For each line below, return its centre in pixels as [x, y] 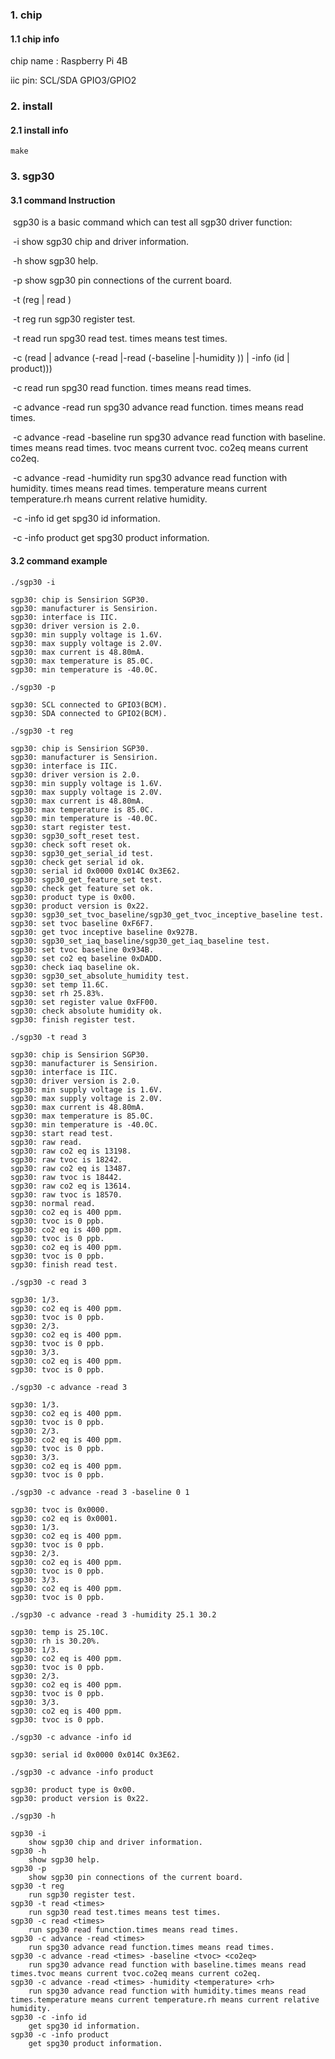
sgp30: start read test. [62, 1133]
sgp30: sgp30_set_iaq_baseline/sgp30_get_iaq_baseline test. [140, 941]
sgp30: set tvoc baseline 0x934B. [82, 949]
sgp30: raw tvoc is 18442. [66, 1177]
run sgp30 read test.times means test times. [125, 1912]
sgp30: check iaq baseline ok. [75, 967]
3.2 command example [59, 560]
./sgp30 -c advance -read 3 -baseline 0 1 [100, 1492]
